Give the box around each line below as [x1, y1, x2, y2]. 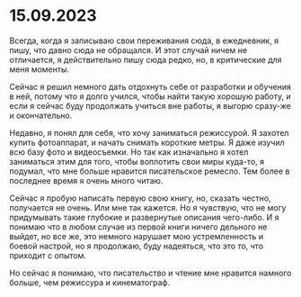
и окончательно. [9, 110, 73, 121]
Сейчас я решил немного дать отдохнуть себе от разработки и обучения [9, 81, 292, 92]
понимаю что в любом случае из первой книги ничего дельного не [9, 221, 268, 232]
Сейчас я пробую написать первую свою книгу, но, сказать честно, [9, 193, 271, 203]
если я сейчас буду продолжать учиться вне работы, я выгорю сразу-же [9, 100, 292, 111]
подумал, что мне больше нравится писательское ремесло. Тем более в [9, 166, 290, 176]
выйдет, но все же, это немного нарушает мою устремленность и [9, 230, 263, 241]
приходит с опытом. [9, 249, 87, 261]
